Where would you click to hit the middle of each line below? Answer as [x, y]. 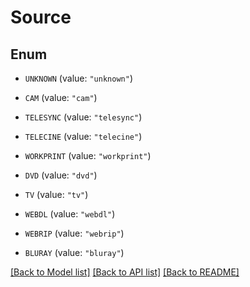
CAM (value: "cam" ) [61, 97]
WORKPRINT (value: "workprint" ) [88, 155]
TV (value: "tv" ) [56, 194]
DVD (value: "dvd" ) [61, 175]
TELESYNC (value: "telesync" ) [83, 117]
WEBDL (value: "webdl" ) [70, 214]
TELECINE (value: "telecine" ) [83, 136]
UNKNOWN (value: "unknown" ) [78, 78]
